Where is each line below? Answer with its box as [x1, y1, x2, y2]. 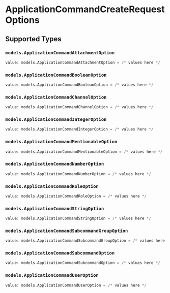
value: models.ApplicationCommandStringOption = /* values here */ [5, 216, 152, 221]
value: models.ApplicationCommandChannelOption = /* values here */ [5, 105, 154, 110]
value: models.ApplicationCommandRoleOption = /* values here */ [5, 193, 147, 199]
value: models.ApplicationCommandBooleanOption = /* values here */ [5, 82, 154, 87]
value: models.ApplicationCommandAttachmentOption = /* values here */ [5, 60, 160, 65]
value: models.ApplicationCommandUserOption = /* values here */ [5, 283, 147, 288]
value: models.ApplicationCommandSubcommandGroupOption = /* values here [5, 238, 165, 243]
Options [5, 14, 40, 26]
